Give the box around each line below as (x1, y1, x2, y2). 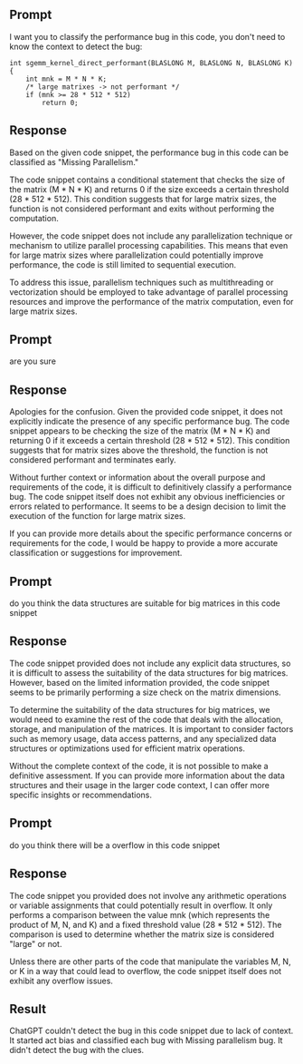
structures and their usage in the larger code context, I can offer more (9, 779, 270, 790)
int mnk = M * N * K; (25, 74, 107, 83)
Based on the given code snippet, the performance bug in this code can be (9, 147, 289, 158)
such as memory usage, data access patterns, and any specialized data (9, 733, 277, 744)
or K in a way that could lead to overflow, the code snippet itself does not (9, 965, 282, 976)
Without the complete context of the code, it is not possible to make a (9, 760, 269, 771)
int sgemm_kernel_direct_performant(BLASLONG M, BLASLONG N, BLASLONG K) (9, 58, 294, 67)
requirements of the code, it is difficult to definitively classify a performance (9, 482, 292, 493)
